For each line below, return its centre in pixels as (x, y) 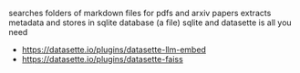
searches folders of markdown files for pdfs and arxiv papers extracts (140, 13)
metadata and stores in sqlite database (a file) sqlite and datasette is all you (150, 23)
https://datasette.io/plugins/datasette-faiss (102, 59)
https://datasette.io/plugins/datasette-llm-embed (114, 50)
